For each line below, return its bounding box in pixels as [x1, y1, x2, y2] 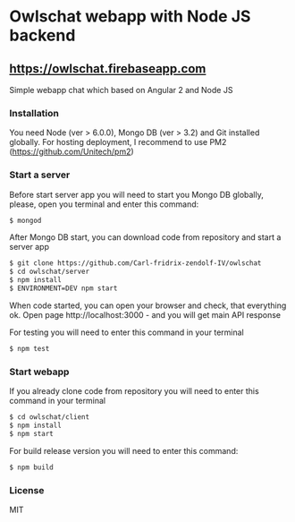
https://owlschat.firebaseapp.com [9, 61, 206, 76]
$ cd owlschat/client [9, 413, 90, 422]
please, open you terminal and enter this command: [9, 199, 199, 210]
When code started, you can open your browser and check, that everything [9, 300, 287, 311]
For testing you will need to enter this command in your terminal [9, 327, 244, 338]
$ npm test [9, 344, 50, 353]
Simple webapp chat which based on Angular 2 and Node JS [9, 85, 233, 95]
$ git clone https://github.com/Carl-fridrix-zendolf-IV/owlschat [9, 259, 262, 268]
